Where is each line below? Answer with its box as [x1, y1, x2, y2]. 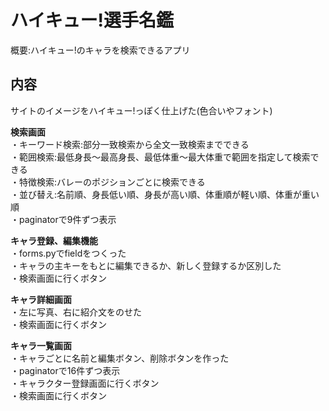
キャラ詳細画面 [10, 293, 72, 305]
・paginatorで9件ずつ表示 [10, 213, 117, 225]
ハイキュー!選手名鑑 [10, 9, 174, 32]
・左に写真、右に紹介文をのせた [10, 306, 142, 318]
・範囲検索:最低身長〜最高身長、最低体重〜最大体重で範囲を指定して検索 [10, 151, 311, 163]
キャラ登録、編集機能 [10, 234, 98, 246]
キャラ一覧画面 [10, 339, 72, 351]
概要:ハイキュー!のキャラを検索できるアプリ [10, 44, 191, 56]
